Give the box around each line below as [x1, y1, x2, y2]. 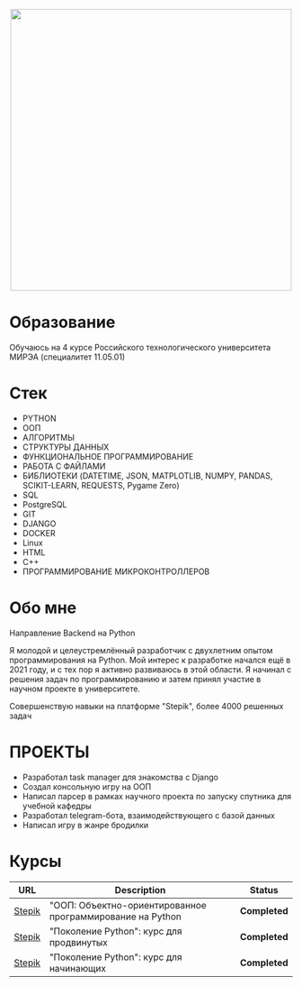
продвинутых [49, 936, 108, 948]
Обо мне [9, 598, 77, 618]
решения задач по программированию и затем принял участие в [9, 673, 262, 684]
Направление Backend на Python [9, 627, 136, 638]
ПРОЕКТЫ [9, 742, 90, 762]
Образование [9, 312, 116, 333]
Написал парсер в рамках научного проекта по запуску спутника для [22, 790, 292, 801]
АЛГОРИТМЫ [22, 432, 75, 443]
